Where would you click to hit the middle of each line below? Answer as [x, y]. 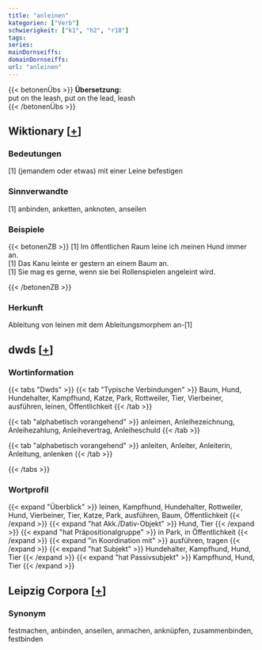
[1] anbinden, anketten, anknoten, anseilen [77, 209]
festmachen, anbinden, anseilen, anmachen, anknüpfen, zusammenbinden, [131, 631]
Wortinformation [41, 372]
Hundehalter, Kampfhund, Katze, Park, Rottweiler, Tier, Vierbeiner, [116, 398]
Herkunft [26, 307]
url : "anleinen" [35, 67]
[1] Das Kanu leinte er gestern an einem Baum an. [89, 264]
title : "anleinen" [38, 15]
